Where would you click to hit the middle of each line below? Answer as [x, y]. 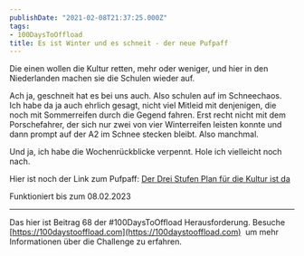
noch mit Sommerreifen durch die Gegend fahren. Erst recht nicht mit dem [148, 115]
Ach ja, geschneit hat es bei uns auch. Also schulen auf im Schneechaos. [146, 96]
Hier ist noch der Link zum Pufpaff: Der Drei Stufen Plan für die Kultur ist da [150, 179]
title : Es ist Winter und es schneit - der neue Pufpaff [119, 43]
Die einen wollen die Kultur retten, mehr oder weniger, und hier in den [139, 69]
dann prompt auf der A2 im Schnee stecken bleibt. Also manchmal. [134, 134]
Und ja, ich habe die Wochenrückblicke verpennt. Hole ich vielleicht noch [146, 152]
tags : [19, 26]
